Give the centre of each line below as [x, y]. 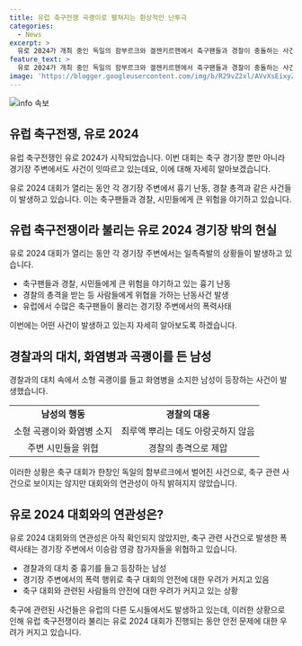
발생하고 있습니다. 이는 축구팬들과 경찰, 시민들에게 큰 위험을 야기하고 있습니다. [155, 199]
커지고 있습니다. [53, 632]
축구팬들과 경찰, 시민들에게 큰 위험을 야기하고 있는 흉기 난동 [127, 283]
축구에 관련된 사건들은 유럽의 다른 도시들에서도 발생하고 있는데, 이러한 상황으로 [147, 610]
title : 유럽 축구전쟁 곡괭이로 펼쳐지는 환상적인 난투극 [98, 18]
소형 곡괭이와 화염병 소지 [63, 431]
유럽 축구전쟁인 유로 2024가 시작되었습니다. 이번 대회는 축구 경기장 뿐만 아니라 [147, 157]
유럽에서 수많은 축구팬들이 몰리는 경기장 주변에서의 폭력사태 [127, 306]
